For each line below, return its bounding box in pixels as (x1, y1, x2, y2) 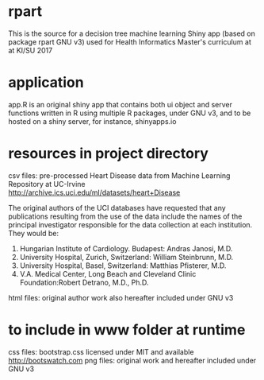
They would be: (8, 228, 59, 238)
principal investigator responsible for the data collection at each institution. (8, 219, 253, 229)
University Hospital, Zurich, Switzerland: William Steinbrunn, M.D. (19, 252, 234, 262)
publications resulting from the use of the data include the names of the (8, 211, 243, 221)
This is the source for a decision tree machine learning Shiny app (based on (8, 29, 255, 38)
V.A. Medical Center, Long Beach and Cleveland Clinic (19, 269, 197, 278)
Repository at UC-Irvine (8, 179, 86, 188)
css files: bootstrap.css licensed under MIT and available (8, 347, 194, 356)
